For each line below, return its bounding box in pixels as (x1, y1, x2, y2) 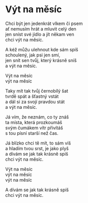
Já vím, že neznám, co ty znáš (5, 113, 69, 120)
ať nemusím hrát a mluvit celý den (5, 25, 76, 32)
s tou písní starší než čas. (5, 130, 58, 136)
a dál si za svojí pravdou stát (5, 98, 65, 105)
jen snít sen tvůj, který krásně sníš (5, 57, 77, 63)
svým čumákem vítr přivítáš (5, 125, 64, 131)
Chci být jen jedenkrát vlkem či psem (5, 20, 83, 26)
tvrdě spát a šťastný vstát (5, 93, 59, 99)
